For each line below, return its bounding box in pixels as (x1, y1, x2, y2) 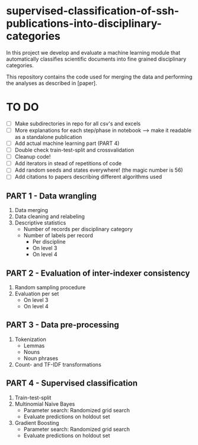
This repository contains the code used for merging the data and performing (6, 73, 193, 80)
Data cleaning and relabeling (14, 213, 85, 220)
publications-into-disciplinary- (6, 17, 162, 30)
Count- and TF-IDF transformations (14, 361, 102, 368)
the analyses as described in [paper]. (6, 79, 97, 87)
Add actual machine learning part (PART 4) (14, 140, 120, 147)
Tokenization (14, 336, 46, 343)
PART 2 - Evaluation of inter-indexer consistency (6, 268, 190, 278)
